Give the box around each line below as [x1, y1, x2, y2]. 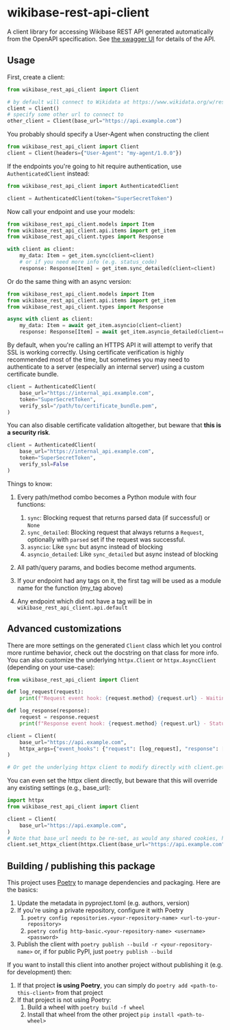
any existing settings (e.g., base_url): [7, 784, 111, 792]
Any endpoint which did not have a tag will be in [16, 597, 153, 605]
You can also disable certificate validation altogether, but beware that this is [7, 421, 222, 429]
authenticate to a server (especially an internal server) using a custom [7, 363, 205, 371]
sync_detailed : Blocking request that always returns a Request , [27, 528, 204, 536]
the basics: [7, 886, 38, 894]
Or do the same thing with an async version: [7, 277, 131, 285]
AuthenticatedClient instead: [7, 169, 90, 178]
